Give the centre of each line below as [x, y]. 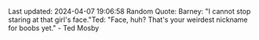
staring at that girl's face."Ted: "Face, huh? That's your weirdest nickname [128, 20]
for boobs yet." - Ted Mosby [54, 28]
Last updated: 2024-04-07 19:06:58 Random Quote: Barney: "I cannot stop [129, 11]
